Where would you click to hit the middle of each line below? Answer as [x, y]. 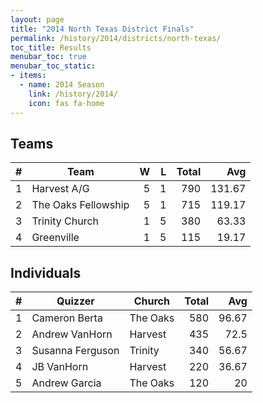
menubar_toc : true [48, 57]
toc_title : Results [51, 47]
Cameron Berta [67, 318]
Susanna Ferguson [75, 351]
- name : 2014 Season [62, 85]
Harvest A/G [60, 189]
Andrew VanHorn [72, 334]
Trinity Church [65, 221]
